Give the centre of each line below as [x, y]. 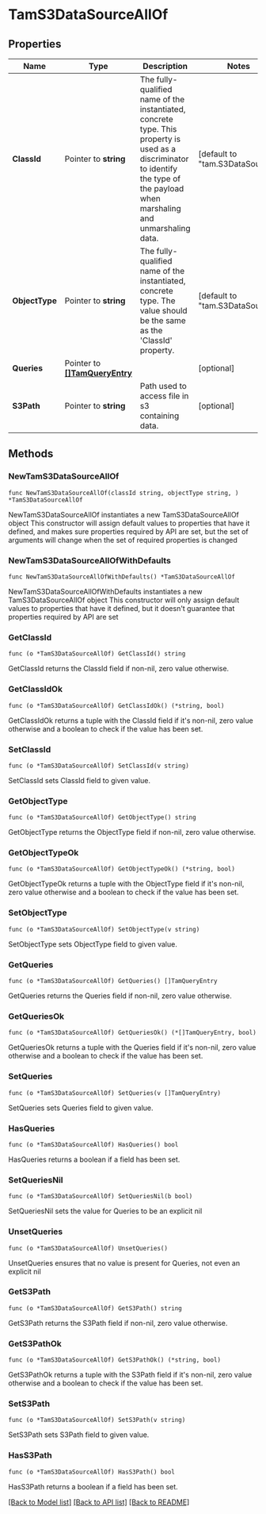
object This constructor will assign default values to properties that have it [129, 523]
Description [165, 66]
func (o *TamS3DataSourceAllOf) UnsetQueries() [88, 1248]
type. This [158, 129]
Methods [31, 454]
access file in [164, 396]
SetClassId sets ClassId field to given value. [79, 780]
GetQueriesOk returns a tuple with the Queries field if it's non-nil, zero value [132, 1047]
